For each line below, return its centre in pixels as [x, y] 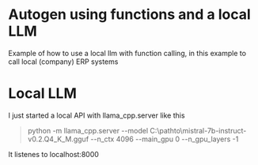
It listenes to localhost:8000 [53, 154]
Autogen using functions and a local [129, 15]
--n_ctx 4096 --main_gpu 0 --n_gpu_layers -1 [165, 139]
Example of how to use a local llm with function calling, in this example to [127, 53]
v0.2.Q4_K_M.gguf [58, 139]
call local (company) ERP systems [63, 62]
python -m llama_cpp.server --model [88, 130]
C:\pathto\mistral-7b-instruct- [198, 130]
